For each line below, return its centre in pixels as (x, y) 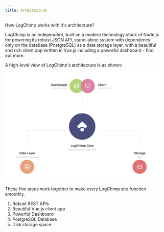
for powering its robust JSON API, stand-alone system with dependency (78, 40)
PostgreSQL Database (35, 219)
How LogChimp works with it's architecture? (50, 25)
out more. (15, 55)
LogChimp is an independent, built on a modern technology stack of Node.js (82, 34)
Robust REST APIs (30, 203)
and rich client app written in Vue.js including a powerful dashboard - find (80, 50)
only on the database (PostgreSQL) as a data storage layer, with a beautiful (81, 45)
